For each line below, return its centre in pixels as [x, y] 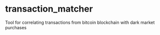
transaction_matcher [49, 9]
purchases [16, 27]
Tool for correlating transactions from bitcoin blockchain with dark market [80, 22]
